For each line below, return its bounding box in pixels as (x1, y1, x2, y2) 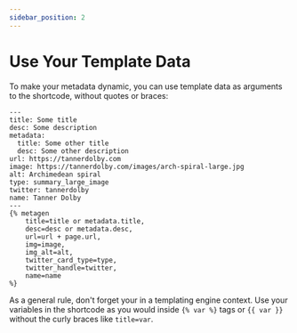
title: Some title (9, 115, 77, 125)
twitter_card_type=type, (25, 256, 117, 264)
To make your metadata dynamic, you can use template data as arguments (9, 81, 283, 92)
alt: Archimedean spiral (9, 170, 101, 179)
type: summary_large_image (9, 177, 109, 187)
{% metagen (9, 208, 50, 218)
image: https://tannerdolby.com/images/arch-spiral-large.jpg (9, 162, 245, 171)
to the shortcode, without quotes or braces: (9, 90, 169, 101)
